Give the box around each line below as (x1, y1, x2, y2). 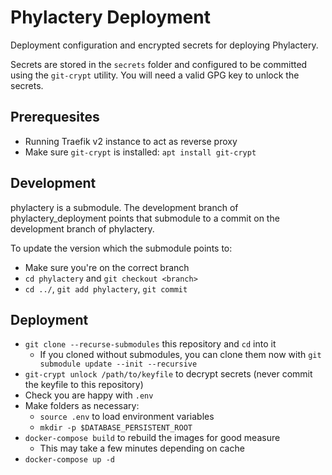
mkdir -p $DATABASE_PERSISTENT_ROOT (39, 423, 193, 433)
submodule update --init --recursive (39, 359, 198, 370)
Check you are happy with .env (24, 389, 154, 401)
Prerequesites (10, 109, 100, 126)
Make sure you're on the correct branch (24, 261, 190, 273)
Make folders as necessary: (24, 400, 140, 412)
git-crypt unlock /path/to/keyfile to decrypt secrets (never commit (24, 368, 313, 380)
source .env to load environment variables (39, 411, 215, 423)
